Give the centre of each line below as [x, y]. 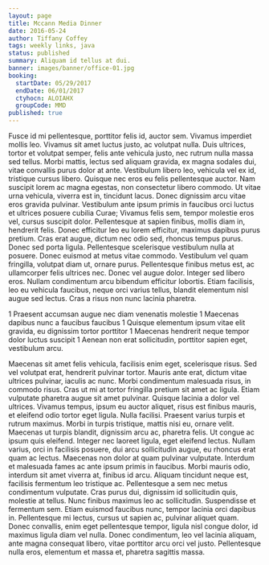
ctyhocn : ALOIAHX [45, 98]
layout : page [30, 16]
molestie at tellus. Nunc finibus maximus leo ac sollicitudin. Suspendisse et [132, 501]
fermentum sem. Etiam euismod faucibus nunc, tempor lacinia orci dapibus [132, 509]
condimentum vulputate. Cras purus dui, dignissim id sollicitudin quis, [123, 492]
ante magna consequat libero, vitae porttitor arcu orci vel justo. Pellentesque [134, 543]
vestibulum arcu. [36, 348]
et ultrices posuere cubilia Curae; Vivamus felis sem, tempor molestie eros [131, 213]
